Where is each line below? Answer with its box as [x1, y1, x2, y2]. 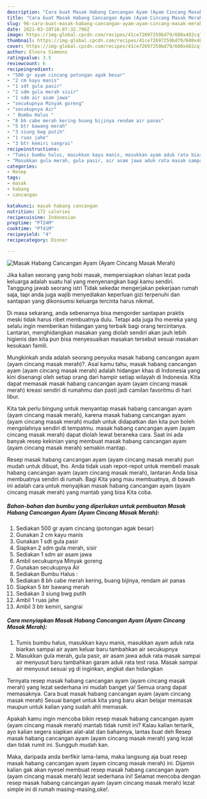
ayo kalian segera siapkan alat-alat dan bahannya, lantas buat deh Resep [7, 728, 192, 735]
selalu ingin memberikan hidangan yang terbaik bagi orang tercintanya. [7, 322, 187, 329]
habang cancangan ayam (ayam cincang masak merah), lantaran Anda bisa [7, 469, 198, 476]
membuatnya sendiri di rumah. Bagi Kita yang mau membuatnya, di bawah [7, 475, 195, 483]
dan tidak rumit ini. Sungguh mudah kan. [7, 741, 109, 748]
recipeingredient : [7, 66, 54, 72]
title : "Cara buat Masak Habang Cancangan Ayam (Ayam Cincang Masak [7, 15, 186, 21]
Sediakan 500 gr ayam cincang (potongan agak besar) [15, 524, 154, 532]
